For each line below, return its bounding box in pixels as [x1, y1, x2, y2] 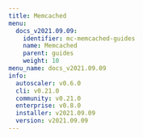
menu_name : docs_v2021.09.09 [8, 64, 107, 73]
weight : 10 [23, 57, 60, 65]
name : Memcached [23, 42, 78, 50]
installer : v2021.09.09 [15, 110, 95, 118]
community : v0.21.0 [15, 94, 82, 102]
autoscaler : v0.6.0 [15, 79, 82, 87]
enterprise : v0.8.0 [15, 102, 82, 110]
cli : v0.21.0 [15, 86, 60, 95]
